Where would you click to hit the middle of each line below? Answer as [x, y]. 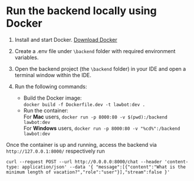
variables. [27, 57]
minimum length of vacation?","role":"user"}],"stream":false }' [88, 172]
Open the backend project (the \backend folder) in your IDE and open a [100, 68]
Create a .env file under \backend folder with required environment [95, 51]
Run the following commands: [51, 86]
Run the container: [46, 110]
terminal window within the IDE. [53, 75]
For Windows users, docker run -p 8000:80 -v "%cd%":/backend [102, 128]
